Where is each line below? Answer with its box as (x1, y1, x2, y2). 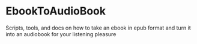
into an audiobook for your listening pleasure (5, 30, 117, 37)
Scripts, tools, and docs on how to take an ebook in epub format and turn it (5, 24, 192, 31)
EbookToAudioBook (5, 4, 106, 18)
